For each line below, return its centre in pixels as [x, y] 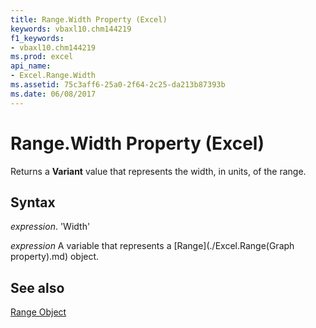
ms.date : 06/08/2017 [53, 94]
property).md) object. [55, 257]
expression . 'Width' [50, 227]
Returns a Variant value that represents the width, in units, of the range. [158, 171]
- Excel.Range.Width [53, 76]
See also [37, 287]
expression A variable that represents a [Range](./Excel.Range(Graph [152, 246]
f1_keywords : [37, 38]
